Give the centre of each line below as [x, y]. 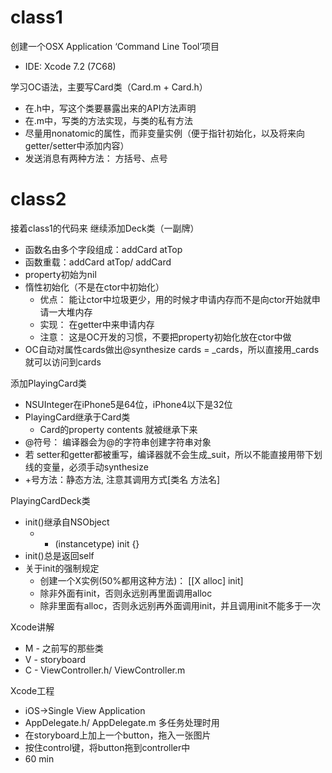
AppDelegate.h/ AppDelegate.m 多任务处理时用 [122, 722]
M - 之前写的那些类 [64, 648]
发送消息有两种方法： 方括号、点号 [96, 158]
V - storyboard [55, 659]
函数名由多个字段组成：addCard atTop [103, 249]
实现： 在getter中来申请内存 [97, 324]
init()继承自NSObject [67, 522]
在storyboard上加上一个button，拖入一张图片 [118, 735]
